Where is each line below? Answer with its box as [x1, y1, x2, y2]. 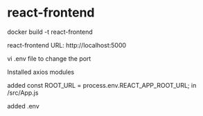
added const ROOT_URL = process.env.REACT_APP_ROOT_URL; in [7, 81, 197, 89]
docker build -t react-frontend [7, 28, 94, 36]
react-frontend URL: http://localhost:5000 [7, 41, 127, 49]
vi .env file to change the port [7, 54, 91, 63]
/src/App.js [7, 88, 39, 97]
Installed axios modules [7, 68, 75, 76]
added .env [7, 101, 39, 110]
